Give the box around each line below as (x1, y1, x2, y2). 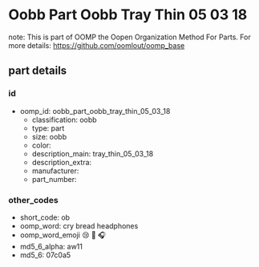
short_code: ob (19, 212, 71, 222)
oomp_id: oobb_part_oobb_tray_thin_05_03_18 (19, 106, 171, 115)
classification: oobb (31, 115, 98, 124)
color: (31, 140, 52, 150)
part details (8, 64, 67, 78)
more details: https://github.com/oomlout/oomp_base (8, 40, 185, 50)
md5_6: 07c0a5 (19, 250, 71, 260)
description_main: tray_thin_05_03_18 (31, 148, 154, 158)
